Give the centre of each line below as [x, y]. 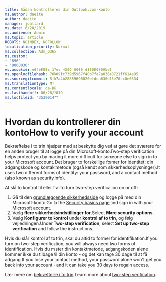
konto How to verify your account [74, 133]
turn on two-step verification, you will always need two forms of [70, 244]
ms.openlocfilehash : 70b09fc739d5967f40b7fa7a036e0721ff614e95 [72, 74]
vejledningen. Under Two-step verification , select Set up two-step [81, 223]
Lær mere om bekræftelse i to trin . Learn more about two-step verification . [81, 275]
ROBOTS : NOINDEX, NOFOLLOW [33, 42]
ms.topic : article [24, 38]
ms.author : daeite [24, 14]
